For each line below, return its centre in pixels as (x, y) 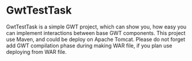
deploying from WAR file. (36, 52)
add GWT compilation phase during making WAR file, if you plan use (89, 46)
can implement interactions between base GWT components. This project (96, 33)
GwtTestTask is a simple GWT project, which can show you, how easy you (96, 27)
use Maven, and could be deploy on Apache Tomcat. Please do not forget (96, 39)
